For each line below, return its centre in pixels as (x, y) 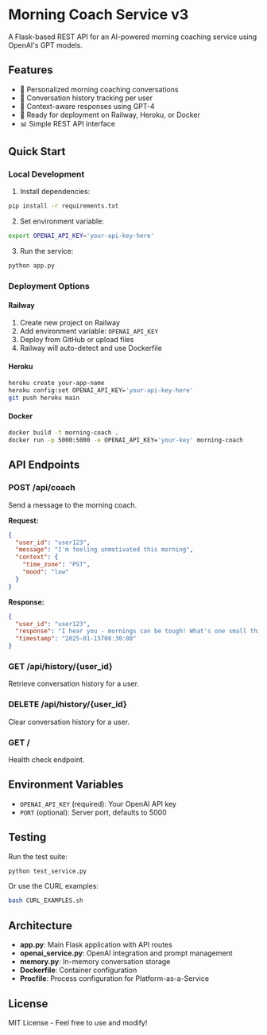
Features (31, 70)
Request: (23, 520)
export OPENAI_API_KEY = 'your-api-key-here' (81, 236)
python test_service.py (48, 871)
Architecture (41, 926)
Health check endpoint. (46, 759)
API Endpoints (44, 465)
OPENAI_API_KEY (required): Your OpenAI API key (98, 803)
